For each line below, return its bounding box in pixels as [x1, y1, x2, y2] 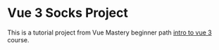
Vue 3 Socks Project [7, 5, 128, 21]
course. [7, 35, 30, 44]
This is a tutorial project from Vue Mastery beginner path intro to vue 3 [7, 28, 213, 37]
